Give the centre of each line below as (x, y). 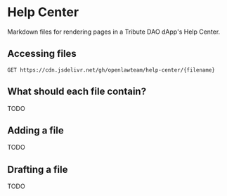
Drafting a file (38, 169)
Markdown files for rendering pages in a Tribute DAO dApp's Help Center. (114, 32)
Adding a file (36, 130)
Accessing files (42, 54)
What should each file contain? (77, 92)
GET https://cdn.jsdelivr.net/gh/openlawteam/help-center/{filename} (111, 70)
